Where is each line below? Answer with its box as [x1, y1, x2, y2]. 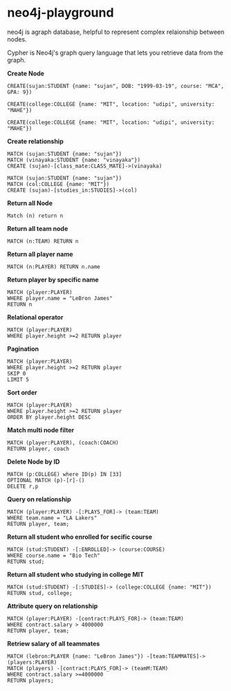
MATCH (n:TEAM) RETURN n [7, 237, 79, 245]
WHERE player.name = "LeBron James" [7, 295, 113, 302]
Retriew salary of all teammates [7, 639, 100, 647]
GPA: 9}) [7, 89, 33, 95]
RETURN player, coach [7, 445, 70, 452]
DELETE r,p [7, 483, 39, 490]
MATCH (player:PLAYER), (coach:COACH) [7, 439, 119, 446]
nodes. [7, 35, 27, 43]
